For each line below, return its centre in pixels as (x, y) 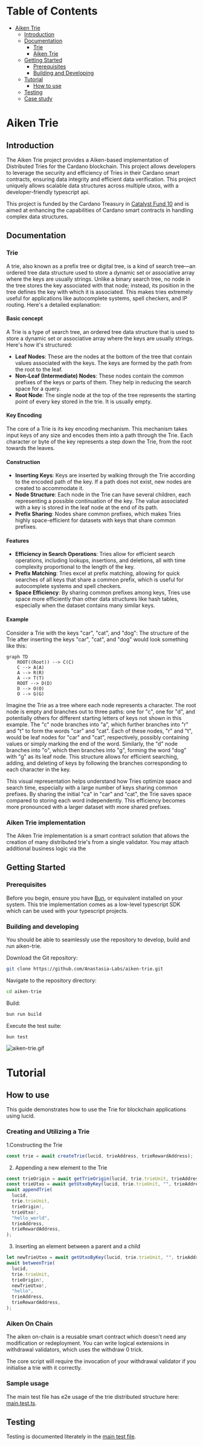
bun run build (24, 1014)
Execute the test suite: (34, 1026)
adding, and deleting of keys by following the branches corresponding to (97, 763)
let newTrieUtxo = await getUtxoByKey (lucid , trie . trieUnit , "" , (90, 1258)
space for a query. (38, 388)
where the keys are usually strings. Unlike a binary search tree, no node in (98, 279)
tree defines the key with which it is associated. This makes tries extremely (100, 292)
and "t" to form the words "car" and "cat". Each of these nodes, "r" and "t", (99, 731)
